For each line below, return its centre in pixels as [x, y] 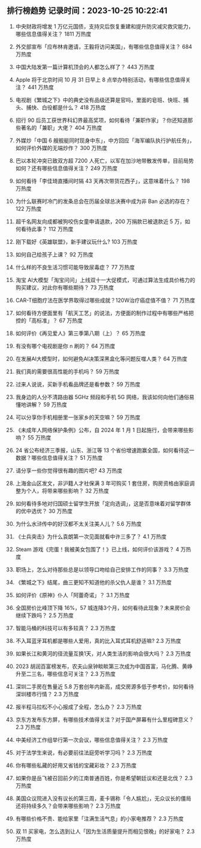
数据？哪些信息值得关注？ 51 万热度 [59, 457]
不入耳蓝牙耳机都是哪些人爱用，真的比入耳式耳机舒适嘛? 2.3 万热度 [98, 640]
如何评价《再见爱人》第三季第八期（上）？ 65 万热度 [80, 333]
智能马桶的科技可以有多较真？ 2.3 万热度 [66, 628]
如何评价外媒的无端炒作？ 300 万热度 [61, 148]
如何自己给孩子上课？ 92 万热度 [54, 254]
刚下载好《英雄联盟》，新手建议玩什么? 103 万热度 [77, 241]
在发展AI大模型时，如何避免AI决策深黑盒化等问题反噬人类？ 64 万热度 [101, 358]
